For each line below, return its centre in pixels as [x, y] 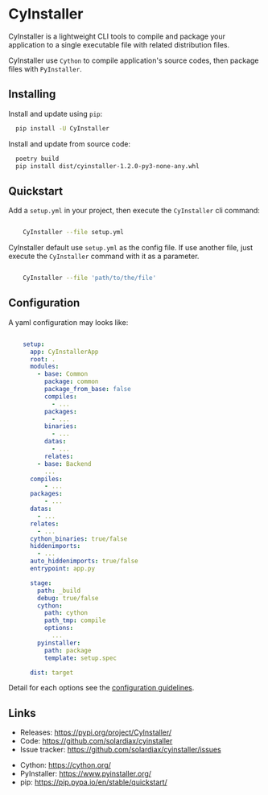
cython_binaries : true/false [78, 539]
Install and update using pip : [56, 113]
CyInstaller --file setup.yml [74, 233]
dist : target [52, 673]
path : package [68, 650]
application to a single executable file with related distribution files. [119, 44]
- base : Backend [64, 463]
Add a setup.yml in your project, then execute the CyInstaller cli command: [134, 211]
